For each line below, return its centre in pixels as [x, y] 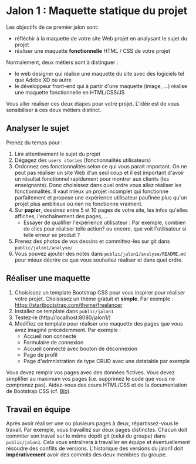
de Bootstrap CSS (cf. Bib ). [39, 391]
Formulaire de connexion [53, 342]
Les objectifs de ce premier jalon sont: [52, 27]
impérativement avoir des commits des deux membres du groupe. [87, 455]
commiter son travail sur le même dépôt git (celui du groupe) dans [86, 436]
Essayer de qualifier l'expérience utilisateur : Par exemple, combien [104, 222]
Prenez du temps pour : [35, 143]
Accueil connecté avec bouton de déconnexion [80, 348]
